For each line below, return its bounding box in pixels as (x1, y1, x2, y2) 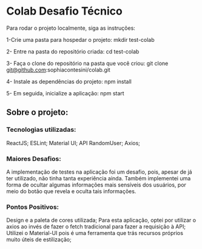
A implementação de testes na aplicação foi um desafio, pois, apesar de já (6, 168, 192, 176)
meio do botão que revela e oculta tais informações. (6, 187, 136, 195)
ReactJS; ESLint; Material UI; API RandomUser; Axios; (6, 139, 141, 146)
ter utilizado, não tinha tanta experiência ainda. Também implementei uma (6, 174, 191, 182)
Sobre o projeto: (6, 107, 69, 118)
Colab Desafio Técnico (6, 4, 123, 18)
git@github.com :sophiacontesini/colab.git (6, 66, 110, 73)
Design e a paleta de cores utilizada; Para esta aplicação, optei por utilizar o (6, 217, 196, 224)
